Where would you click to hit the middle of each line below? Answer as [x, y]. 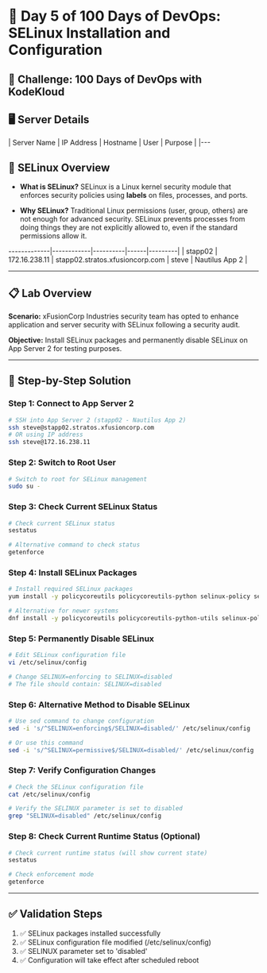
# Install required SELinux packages [71, 589]
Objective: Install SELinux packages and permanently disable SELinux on [128, 340]
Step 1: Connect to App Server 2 [71, 403]
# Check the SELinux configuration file [76, 787]
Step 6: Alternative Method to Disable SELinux [99, 705]
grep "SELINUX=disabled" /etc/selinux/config [85, 816]
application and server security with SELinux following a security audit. [124, 325]
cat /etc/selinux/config [49, 794]
